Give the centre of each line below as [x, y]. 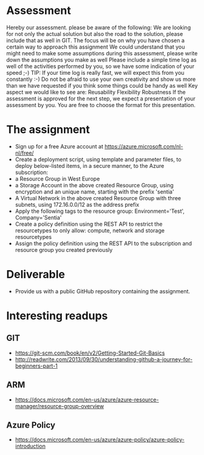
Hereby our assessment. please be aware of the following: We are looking [99, 27]
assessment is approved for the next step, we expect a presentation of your [101, 99]
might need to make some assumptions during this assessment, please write [102, 53]
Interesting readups [57, 316]
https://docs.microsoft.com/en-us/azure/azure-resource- [87, 400]
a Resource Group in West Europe [57, 179]
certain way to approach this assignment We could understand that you [96, 47]
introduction [30, 446]
